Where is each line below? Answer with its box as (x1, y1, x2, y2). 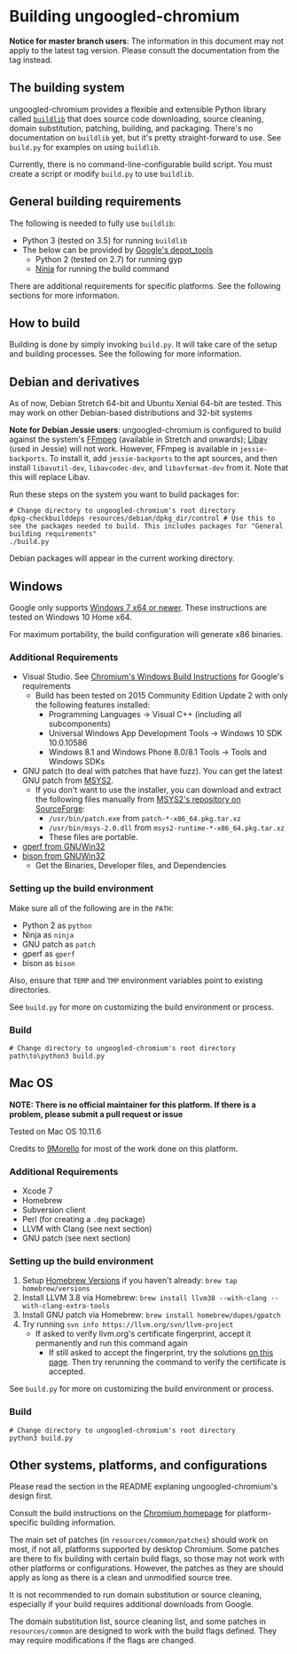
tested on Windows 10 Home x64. (9, 611, 133, 622)
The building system (9, 80, 125, 95)
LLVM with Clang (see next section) (21, 1224, 152, 1234)
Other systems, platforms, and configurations (9, 1458, 268, 1473)
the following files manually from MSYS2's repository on (35, 794, 241, 805)
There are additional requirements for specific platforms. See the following (9, 280, 281, 291)
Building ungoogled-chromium (9, 6, 240, 27)
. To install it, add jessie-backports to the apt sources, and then (44, 453, 277, 464)
